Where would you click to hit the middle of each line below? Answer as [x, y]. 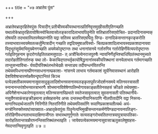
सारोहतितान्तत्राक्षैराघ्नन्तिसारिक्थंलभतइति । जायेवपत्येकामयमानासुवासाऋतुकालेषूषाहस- [71, 120]
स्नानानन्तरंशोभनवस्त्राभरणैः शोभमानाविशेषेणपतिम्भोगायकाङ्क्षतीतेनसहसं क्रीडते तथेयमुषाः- [72, 87]
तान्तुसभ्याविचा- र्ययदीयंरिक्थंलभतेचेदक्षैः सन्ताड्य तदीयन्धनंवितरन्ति [55, 65]
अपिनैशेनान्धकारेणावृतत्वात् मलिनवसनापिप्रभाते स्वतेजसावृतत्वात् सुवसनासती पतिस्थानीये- [72, 93]
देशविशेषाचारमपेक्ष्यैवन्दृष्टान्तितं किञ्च [33, 76]
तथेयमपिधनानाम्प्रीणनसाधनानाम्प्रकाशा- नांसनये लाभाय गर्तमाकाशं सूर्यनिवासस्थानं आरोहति [72, 71]
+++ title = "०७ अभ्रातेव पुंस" [30, 8]
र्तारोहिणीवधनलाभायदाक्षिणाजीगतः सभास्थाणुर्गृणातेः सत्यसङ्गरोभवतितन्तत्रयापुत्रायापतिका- [72, 115]
